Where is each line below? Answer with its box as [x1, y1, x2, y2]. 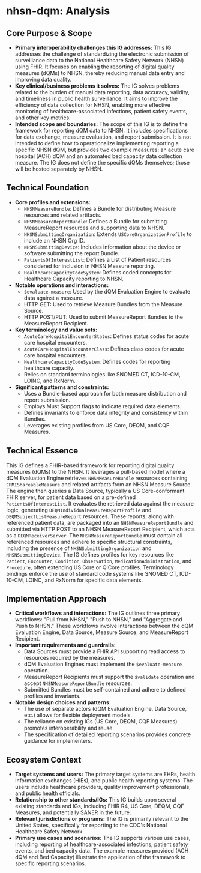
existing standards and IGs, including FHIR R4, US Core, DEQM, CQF [14, 803, 184, 810]
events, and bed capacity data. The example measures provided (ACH [14, 847, 189, 854]
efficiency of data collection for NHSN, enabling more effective [14, 101, 171, 109]
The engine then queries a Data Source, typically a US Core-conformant [6, 487, 185, 494]
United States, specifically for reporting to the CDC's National [14, 821, 167, 829]
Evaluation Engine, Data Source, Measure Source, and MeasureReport [14, 629, 189, 636]
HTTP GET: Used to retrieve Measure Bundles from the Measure [23, 300, 183, 307]
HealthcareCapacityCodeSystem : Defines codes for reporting [23, 358, 171, 365]
